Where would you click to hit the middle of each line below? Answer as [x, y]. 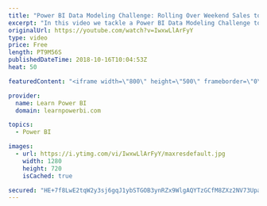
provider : [25, 96]
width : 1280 [42, 161]
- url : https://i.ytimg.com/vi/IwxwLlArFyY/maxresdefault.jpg [120, 154]
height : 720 [42, 168]
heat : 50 [23, 67]
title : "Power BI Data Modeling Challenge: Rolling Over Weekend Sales [129, 15]
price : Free [28, 45]
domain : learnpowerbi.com [58, 111]
